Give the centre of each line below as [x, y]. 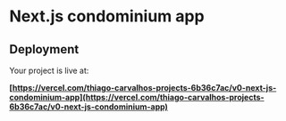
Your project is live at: [49, 70]
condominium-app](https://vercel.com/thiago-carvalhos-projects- [137, 97]
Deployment [44, 49]
